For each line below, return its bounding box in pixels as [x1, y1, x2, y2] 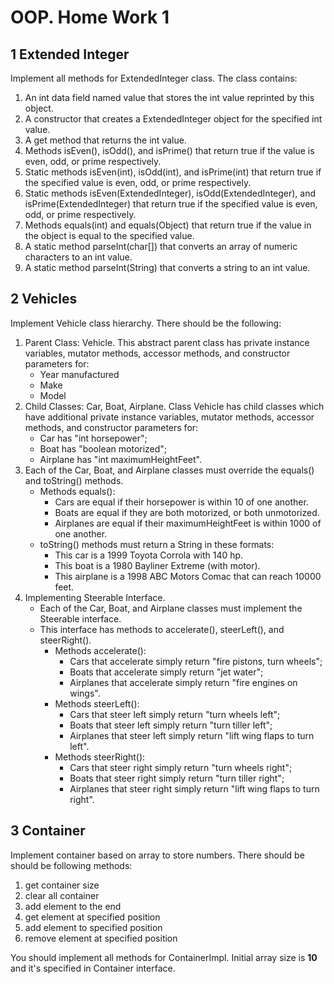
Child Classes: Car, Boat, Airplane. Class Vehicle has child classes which [24, 400, 325, 412]
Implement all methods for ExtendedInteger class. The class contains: [10, 72, 298, 84]
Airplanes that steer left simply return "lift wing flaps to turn [69, 729, 315, 741]
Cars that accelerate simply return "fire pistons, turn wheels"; [69, 655, 323, 667]
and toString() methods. [24, 474, 124, 486]
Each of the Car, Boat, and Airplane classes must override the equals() [24, 464, 315, 476]
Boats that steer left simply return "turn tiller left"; [69, 719, 273, 731]
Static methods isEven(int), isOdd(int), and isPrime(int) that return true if [24, 166, 322, 178]
